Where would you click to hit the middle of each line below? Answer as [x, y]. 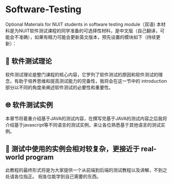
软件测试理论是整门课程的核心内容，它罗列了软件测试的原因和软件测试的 [82, 74]
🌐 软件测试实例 [29, 105]
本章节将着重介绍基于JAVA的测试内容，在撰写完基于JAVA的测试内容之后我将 [86, 118]
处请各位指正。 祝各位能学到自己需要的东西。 [53, 177]
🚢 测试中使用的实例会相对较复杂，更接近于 [72, 149]
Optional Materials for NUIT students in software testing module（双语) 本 [83, 24]
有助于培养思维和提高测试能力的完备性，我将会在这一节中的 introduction [91, 81]
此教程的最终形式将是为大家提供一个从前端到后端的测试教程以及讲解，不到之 [86, 170]
